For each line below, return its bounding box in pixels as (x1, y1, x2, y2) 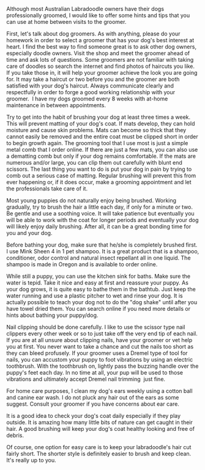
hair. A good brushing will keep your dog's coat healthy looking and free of (6, 425, 195, 432)
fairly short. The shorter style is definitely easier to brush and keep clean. (6, 450, 192, 457)
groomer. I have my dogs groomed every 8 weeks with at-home (6, 95, 168, 102)
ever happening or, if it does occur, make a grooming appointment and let (6, 179, 192, 185)
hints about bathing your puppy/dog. (6, 311, 99, 319)
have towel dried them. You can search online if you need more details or (6, 305, 191, 312)
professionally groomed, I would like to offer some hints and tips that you (6, 12, 190, 19)
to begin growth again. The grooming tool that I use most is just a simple (6, 140, 188, 146)
